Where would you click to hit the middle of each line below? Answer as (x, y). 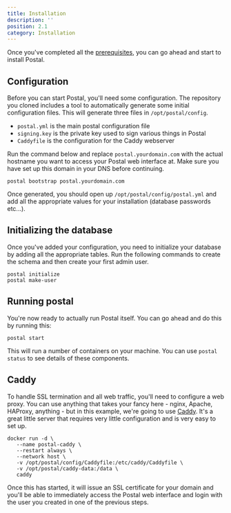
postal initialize (33, 274)
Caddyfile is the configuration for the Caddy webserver (96, 141)
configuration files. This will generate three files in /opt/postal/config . (108, 113)
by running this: (29, 325)
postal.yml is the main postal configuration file (83, 126)
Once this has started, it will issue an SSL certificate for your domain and (110, 487)
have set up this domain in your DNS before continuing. (86, 169)
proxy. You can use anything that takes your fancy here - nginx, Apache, (110, 403)
